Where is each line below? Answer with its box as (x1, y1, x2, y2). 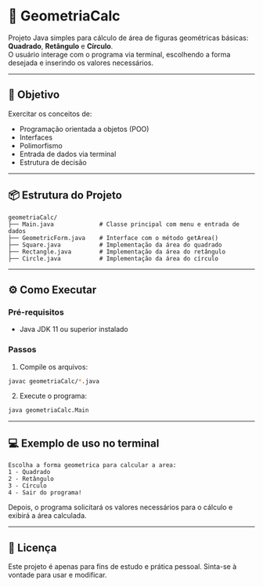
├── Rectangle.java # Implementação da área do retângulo (8, 247, 225, 256)
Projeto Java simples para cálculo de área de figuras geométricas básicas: (8, 33, 249, 42)
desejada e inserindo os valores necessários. (8, 58, 154, 67)
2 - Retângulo (8, 475, 55, 483)
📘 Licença (8, 541, 57, 554)
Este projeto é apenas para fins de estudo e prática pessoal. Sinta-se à (8, 561, 237, 571)
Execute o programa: (19, 392, 88, 401)
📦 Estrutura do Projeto (8, 188, 123, 202)
